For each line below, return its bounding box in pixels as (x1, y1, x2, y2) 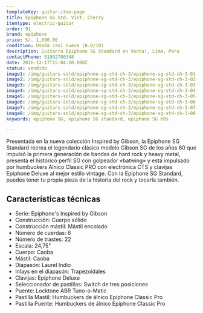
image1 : (6, 71, 26, 77)
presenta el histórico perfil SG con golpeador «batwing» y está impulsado (6, 157, 190, 164)
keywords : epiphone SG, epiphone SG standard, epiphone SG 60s (6, 116, 169, 122)
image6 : (6, 99, 26, 105)
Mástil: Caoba (14, 255, 50, 262)
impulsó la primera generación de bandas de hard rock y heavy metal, (6, 151, 181, 158)
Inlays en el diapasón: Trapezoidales (14, 268, 106, 275)
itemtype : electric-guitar (6, 20, 74, 26)
